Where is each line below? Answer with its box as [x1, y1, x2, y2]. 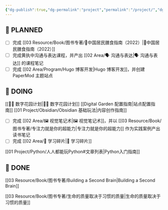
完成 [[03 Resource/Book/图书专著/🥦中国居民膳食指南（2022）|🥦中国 [12, 39, 155, 45]
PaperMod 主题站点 [12, 72, 53, 78]
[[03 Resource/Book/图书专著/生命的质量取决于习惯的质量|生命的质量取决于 [5, 193, 161, 200]
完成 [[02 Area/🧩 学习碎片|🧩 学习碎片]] [12, 138, 92, 144]
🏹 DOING [5, 87, 33, 95]
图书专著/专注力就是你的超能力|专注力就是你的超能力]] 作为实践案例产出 [12, 126, 160, 132]
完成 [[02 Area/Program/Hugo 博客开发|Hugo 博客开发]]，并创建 [12, 66, 145, 72]
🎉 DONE [5, 163, 30, 172]
